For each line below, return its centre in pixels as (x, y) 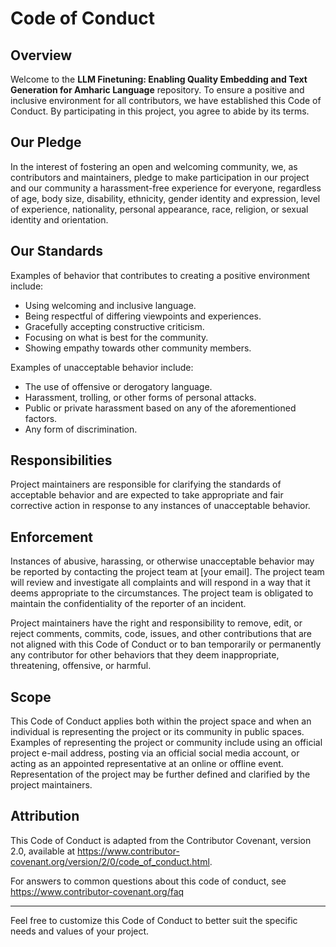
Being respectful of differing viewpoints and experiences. (143, 316)
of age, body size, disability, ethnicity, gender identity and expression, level (165, 198)
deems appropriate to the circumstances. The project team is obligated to (162, 593)
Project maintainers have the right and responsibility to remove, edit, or (156, 623)
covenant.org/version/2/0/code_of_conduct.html (110, 861)
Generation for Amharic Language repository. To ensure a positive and (157, 90)
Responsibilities (61, 460)
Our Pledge (46, 142)
